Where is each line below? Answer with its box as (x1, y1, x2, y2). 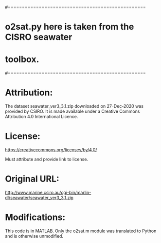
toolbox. (5, 54, 39, 65)
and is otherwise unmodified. (5, 233, 64, 239)
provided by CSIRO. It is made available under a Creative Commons (5, 108, 140, 114)
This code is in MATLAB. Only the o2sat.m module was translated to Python (5, 228, 157, 234)
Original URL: (5, 173, 59, 184)
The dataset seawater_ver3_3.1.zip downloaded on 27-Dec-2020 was (5, 103, 143, 109)
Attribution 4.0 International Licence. (5, 114, 78, 120)
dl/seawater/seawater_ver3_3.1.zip (5, 195, 74, 201)
